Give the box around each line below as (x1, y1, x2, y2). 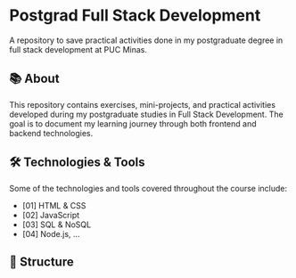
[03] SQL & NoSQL (21, 219, 92, 230)
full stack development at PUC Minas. (9, 44, 147, 54)
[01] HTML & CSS (21, 200, 86, 210)
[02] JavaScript (21, 209, 80, 220)
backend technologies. (9, 127, 94, 138)
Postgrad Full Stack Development (9, 5, 261, 26)
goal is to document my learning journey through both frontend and (9, 118, 257, 129)
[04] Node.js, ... (21, 228, 80, 239)
